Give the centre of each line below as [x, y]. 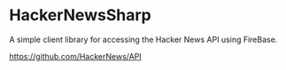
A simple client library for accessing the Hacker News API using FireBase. [143, 39]
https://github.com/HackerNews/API [75, 56]
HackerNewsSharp [81, 15]
